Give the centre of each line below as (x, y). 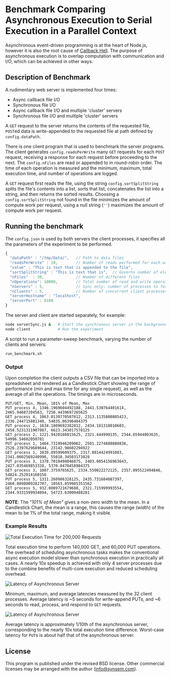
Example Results (26, 526)
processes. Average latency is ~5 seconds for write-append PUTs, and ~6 (83, 599)
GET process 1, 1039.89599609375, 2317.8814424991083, (65, 452)
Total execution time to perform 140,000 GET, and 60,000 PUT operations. (83, 547)
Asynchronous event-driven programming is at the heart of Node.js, (76, 45)
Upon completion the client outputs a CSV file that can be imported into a (82, 377)
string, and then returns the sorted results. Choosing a (62, 194)
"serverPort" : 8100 (32, 301)
